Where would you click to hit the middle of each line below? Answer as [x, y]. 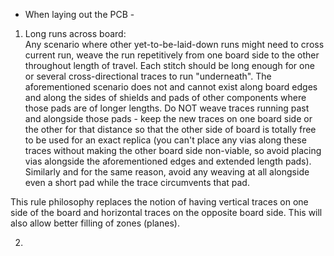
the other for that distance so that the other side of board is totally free [170, 129]
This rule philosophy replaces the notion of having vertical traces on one [159, 202]
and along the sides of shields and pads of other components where [165, 97]
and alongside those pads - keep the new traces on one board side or [168, 118]
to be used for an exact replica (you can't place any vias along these [165, 140]
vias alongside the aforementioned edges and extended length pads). [168, 161]
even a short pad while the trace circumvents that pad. [137, 182]
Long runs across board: [75, 33]
